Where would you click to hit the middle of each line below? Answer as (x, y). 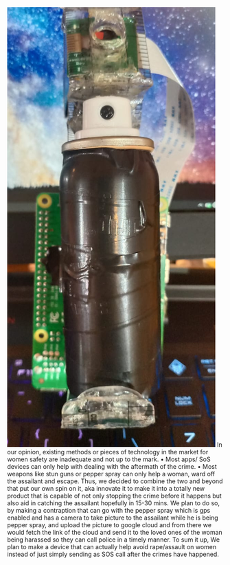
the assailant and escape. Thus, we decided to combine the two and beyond (115, 481)
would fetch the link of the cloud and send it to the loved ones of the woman (115, 532)
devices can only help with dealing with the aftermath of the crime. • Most (112, 466)
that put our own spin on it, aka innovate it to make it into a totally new (106, 488)
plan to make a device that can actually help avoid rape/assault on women (112, 547)
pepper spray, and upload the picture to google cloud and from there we (109, 525)
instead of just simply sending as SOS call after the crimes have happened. (113, 554)
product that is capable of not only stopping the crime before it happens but (114, 496)
